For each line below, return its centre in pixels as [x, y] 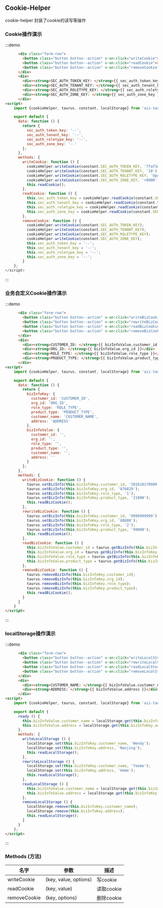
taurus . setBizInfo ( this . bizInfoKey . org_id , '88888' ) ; [82, 520]
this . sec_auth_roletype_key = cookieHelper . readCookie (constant [93, 207]
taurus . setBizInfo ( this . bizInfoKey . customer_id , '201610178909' [93, 484]
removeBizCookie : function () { [55, 570]
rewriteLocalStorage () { [49, 762]
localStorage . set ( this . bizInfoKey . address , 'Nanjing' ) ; [84, 748]
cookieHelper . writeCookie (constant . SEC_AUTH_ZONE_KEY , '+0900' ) [93, 180]
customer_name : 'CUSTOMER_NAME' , [65, 417]
